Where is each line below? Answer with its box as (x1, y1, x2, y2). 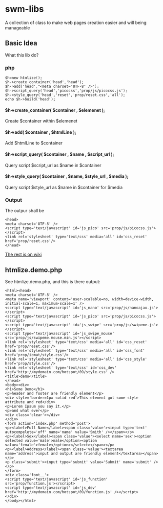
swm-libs (5, 3, 44, 15)
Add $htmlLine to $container (5, 140, 62, 146)
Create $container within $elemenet (5, 118, 78, 124)
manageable (5, 24, 30, 30)
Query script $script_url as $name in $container (5, 162, 102, 168)
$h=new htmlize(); (5, 75, 42, 80)
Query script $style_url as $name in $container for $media (5, 184, 123, 190)
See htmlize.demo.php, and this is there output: (5, 278, 101, 285)
